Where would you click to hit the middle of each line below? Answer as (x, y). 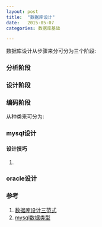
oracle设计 (22, 178)
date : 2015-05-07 (30, 23)
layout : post (22, 12)
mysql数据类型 (33, 218)
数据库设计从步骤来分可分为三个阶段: (51, 51)
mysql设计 (21, 133)
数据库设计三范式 (36, 210)
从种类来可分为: (25, 117)
